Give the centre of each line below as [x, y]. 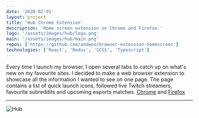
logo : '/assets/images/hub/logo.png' [53, 34]
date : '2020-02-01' [30, 12]
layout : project [26, 17]
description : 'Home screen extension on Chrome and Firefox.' [84, 28]
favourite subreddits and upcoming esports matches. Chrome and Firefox [96, 91]
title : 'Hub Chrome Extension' [45, 22]
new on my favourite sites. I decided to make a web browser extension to [95, 73]
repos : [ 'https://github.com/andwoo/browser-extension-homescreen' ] [92, 45]
